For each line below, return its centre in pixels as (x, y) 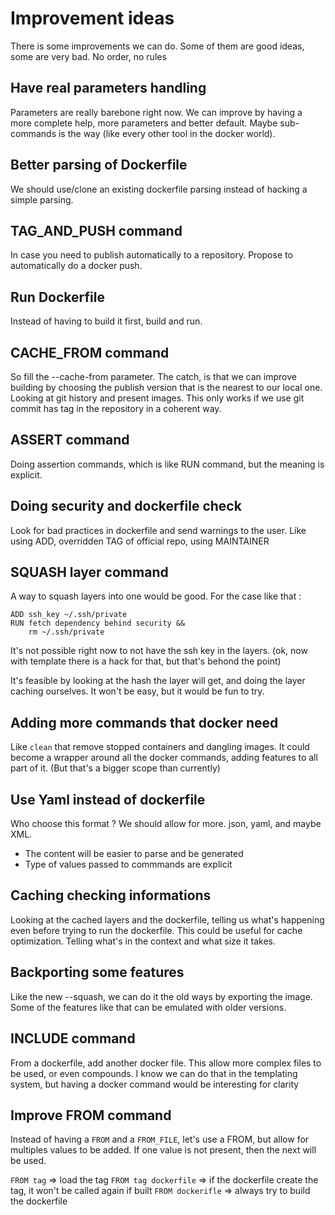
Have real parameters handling (108, 88)
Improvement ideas (92, 18)
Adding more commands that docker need (144, 722)
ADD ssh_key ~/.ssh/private (69, 615)
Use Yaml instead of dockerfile (108, 799)
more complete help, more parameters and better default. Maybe (144, 123)
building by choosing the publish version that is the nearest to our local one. (166, 387)
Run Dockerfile (57, 297)
